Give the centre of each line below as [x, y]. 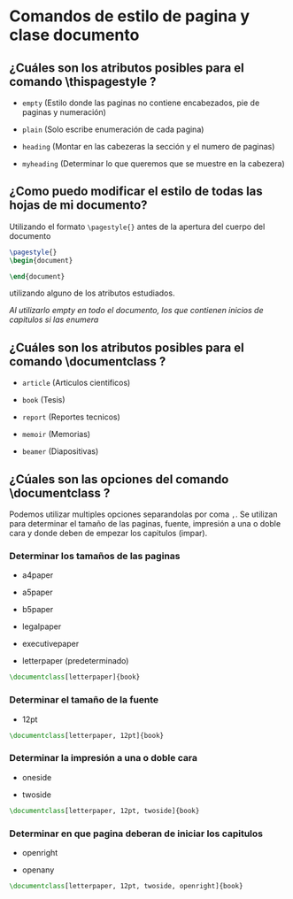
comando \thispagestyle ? [83, 81]
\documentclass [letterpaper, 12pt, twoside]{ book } [104, 811]
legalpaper [42, 626]
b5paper [38, 610]
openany [38, 870]
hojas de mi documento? [78, 205]
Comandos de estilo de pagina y [130, 16]
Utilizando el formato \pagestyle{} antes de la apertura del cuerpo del [137, 227]
